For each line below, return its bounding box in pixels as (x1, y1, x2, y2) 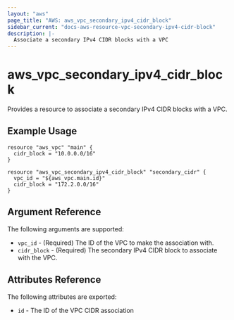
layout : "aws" (7, 10, 49, 18)
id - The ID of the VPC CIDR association (17, 306, 134, 314)
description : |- (7, 30, 55, 37)
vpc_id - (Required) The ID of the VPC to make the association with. (17, 238, 214, 247)
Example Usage (7, 125, 78, 137)
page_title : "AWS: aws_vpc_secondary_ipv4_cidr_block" (7, 17, 172, 24)
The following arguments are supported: (7, 224, 125, 233)
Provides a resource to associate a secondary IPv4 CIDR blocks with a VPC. (7, 105, 228, 113)
